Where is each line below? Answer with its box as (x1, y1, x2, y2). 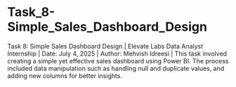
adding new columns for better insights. (7, 71, 123, 80)
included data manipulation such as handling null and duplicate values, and (7, 64, 225, 72)
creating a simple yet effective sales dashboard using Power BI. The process (7, 56, 229, 65)
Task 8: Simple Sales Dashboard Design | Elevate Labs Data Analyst (7, 42, 204, 50)
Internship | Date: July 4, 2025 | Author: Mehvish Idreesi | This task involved (7, 49, 227, 58)
